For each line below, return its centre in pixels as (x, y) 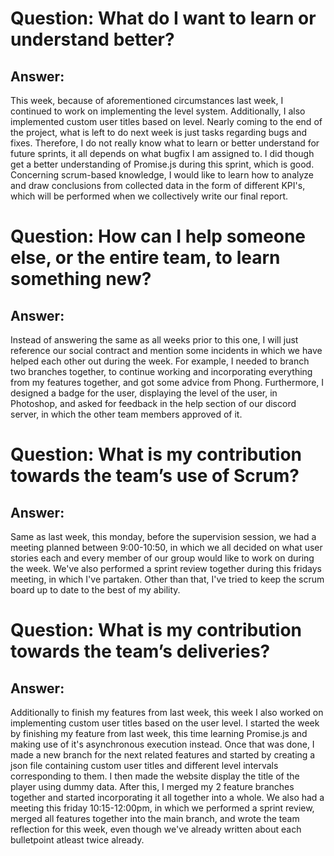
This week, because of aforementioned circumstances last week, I (147, 100)
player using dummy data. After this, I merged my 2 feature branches (152, 786)
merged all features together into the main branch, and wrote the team (155, 818)
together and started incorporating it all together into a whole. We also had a (167, 797)
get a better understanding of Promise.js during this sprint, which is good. (162, 164)
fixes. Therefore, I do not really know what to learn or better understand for (165, 143)
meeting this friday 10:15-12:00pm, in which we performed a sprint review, (162, 808)
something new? (81, 279)
